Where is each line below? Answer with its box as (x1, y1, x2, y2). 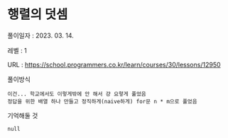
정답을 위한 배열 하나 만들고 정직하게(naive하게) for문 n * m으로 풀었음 (7, 98, 197, 105)
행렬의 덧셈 (7, 6, 68, 23)
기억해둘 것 (7, 111, 38, 120)
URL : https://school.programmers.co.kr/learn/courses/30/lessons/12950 (7, 60, 222, 69)
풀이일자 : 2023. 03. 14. (7, 31, 75, 40)
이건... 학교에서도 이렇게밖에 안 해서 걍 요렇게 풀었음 (7, 90, 147, 98)
